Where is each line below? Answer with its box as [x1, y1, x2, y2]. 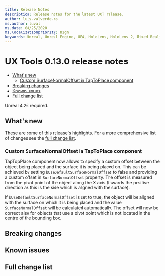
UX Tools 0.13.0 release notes [5, 56, 129, 67]
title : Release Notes [5, 7, 50, 12]
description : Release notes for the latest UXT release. [5, 12, 124, 17]
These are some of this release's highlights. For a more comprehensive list [5, 130, 156, 136]
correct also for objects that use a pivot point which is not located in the [5, 210, 151, 215]
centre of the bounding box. [5, 215, 62, 221]
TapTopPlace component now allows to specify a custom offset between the [5, 158, 160, 164]
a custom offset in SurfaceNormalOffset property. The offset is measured [5, 174, 152, 180]
